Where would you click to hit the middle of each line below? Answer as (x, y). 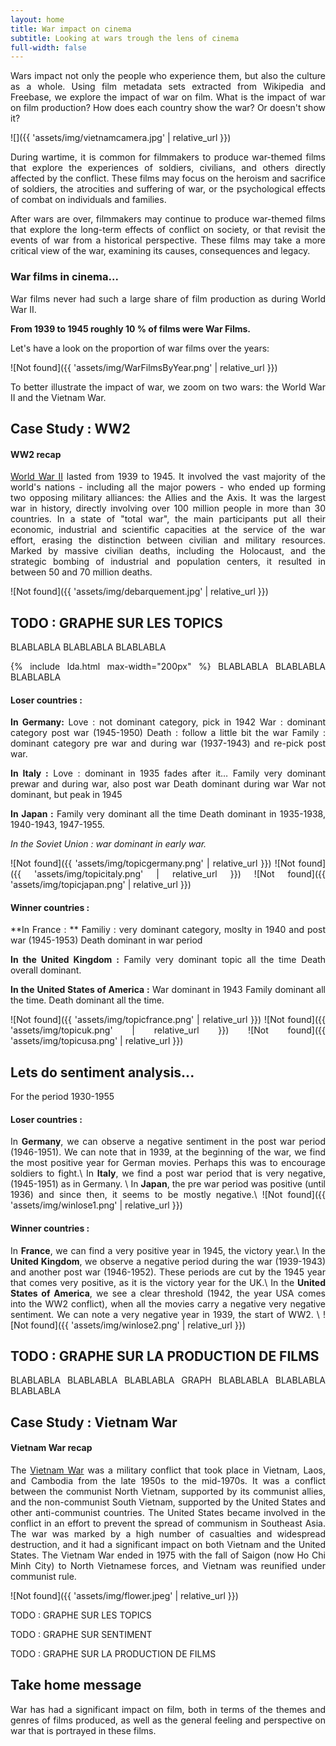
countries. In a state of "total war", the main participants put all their (168, 519)
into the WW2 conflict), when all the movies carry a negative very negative (168, 1303)
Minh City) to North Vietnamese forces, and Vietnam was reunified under (168, 1565)
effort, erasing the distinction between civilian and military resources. (168, 540)
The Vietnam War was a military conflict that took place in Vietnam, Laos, (168, 1470)
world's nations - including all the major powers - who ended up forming (168, 487)
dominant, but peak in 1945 (66, 795)
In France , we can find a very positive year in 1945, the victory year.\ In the (168, 1250)
